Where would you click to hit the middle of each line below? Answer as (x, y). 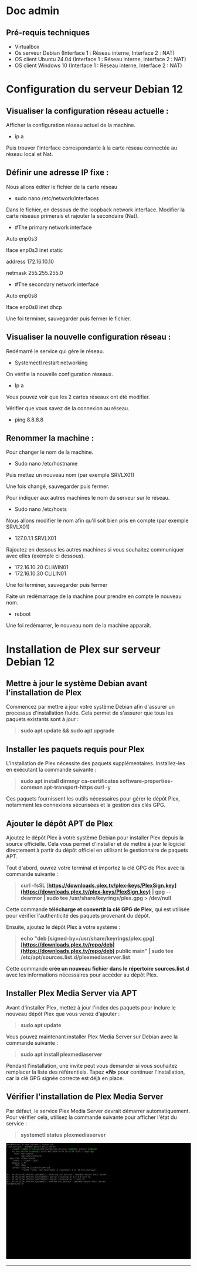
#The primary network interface (53, 227)
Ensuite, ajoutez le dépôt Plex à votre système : (63, 927)
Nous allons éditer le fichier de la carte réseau (62, 187)
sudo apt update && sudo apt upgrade (67, 730)
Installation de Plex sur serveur (83, 649)
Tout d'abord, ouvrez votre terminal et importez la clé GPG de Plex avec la (95, 868)
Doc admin (33, 11)
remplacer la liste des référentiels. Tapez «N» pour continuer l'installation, (96, 1072)
